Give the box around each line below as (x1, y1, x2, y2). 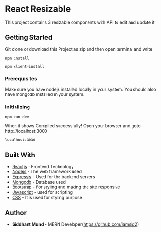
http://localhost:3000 (5, 128, 47, 134)
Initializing (5, 103, 30, 110)
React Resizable (5, 3, 71, 15)
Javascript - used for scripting (12, 189, 73, 195)
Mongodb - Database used (12, 179, 66, 185)
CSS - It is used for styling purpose (12, 195, 82, 201)
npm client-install (5, 64, 44, 69)
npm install (5, 56, 29, 61)
